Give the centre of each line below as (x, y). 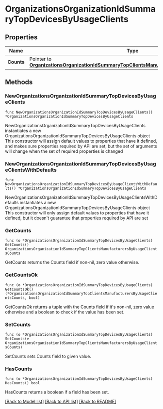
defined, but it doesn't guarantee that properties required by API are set (77, 218)
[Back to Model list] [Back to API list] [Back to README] (61, 402)
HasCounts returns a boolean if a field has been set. (57, 392)
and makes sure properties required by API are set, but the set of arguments (81, 146)
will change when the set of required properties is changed (64, 151)
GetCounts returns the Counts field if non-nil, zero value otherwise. (72, 262)
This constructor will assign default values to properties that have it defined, (81, 141)
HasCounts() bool (23, 383)
